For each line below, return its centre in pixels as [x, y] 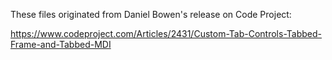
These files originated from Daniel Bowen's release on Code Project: [151, 14]
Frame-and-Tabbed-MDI [61, 44]
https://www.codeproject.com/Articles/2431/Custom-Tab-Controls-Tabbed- [166, 33]
